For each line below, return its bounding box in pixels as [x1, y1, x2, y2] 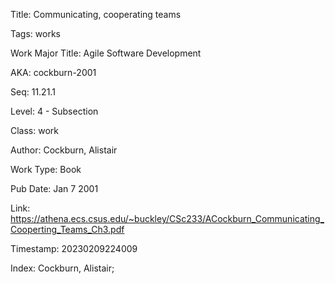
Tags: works [10, 28, 61, 39]
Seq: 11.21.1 [10, 86, 56, 98]
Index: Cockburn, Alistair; [10, 262, 115, 274]
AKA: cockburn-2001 [10, 67, 97, 78]
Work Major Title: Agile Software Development [10, 47, 202, 59]
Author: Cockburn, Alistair [10, 144, 118, 156]
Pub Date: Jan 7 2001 [10, 183, 99, 194]
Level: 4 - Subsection [10, 105, 99, 117]
